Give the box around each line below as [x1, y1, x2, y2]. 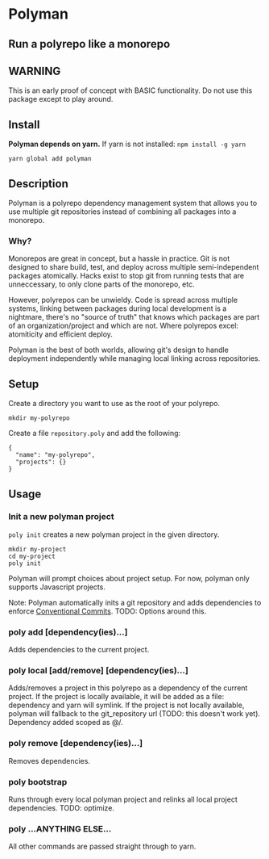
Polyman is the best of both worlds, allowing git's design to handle [8, 345, 230, 355]
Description [8, 177, 68, 191]
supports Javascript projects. [8, 582, 106, 592]
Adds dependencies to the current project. [8, 645, 150, 655]
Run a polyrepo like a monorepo [8, 37, 171, 51]
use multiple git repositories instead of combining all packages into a [8, 207, 237, 216]
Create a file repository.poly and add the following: [8, 429, 181, 438]
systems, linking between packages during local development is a [8, 304, 227, 313]
